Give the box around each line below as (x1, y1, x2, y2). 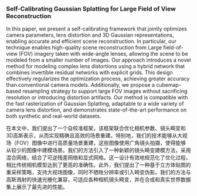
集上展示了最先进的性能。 (6, 184, 68, 191)
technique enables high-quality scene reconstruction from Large (6, 44, 162, 51)
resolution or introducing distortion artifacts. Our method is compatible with (6, 94, 188, 101)
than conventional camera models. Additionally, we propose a (6, 82, 155, 89)
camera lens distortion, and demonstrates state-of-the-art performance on (6, 106, 187, 113)
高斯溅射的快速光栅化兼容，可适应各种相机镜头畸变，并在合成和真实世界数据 (6, 176, 191, 183)
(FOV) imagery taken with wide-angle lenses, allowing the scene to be (18, 50, 189, 58)
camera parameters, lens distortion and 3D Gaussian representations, (6, 32, 174, 39)
